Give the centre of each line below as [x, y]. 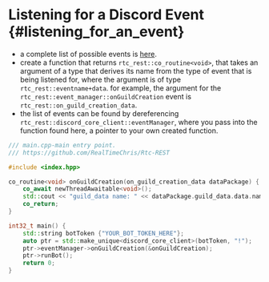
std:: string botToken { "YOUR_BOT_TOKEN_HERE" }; [103, 233]
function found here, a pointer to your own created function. [119, 131]
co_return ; [41, 204]
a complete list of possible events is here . [88, 54]
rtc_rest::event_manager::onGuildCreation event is [106, 96]
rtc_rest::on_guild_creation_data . [78, 105]
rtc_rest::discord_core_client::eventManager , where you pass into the [139, 122]
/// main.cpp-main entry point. [62, 145]
